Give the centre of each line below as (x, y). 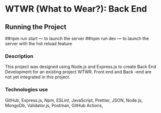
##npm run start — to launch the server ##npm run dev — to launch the (77, 38)
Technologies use (27, 90)
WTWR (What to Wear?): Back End (76, 9)
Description (19, 56)
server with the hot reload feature (39, 44)
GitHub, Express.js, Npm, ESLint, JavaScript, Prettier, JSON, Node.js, (74, 100)
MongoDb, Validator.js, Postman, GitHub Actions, (54, 105)
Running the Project (36, 27)
